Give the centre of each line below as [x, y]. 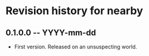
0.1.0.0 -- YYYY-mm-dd [51, 33]
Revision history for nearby [74, 11]
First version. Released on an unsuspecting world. [76, 47]
